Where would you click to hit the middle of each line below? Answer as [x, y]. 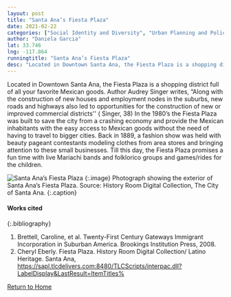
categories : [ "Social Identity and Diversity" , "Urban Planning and [107, 33]
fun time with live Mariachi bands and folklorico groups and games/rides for [114, 157]
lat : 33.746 [24, 45]
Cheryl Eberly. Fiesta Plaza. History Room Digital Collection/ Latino [111, 251]
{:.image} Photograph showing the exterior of [149, 178]
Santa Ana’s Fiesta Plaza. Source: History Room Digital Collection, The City [113, 185]
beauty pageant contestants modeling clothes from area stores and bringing [115, 142]
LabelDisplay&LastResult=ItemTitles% [71, 273]
